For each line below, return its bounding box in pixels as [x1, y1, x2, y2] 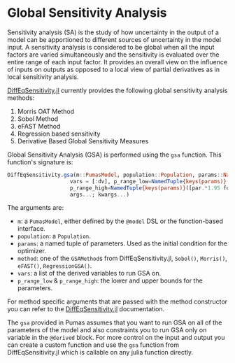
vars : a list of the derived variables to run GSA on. [17, 269, 162, 278]
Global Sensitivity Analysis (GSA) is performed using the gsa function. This [7, 150, 222, 159]
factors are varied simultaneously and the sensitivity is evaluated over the [7, 50, 220, 59]
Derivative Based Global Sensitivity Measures [17, 136, 149, 145]
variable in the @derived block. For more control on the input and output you [7, 334, 225, 342]
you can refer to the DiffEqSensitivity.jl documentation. [7, 305, 165, 313]
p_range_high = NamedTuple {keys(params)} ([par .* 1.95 [69, 184, 220, 192]
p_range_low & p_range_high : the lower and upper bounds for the [17, 276, 203, 285]
